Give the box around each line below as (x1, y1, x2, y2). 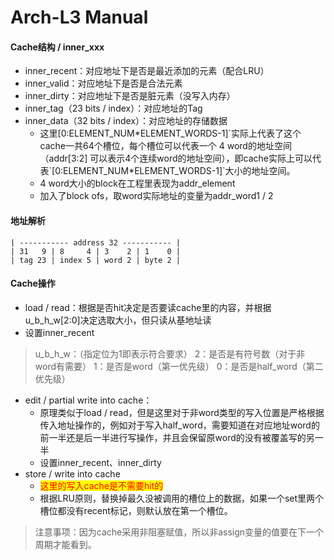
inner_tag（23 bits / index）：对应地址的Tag (24, 102, 203, 115)
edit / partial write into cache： (24, 394, 153, 406)
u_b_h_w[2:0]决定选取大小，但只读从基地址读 (24, 314, 212, 326)
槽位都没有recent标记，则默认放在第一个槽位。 (39, 504, 233, 516)
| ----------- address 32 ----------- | (10, 237, 182, 248)
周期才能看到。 (34, 538, 97, 550)
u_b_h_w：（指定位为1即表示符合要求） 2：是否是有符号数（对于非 (34, 347, 306, 360)
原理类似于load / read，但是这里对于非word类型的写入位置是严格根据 (39, 406, 325, 418)
